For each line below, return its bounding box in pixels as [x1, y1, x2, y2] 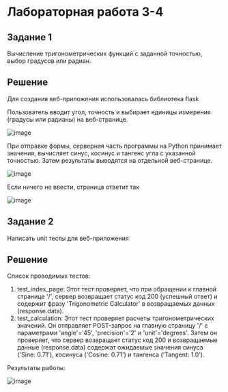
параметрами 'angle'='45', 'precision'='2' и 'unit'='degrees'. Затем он [16, 329, 218, 337]
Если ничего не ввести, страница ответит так [7, 183, 140, 191]
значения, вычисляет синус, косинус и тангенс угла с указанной [7, 148, 196, 157]
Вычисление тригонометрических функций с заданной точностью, [7, 49, 203, 57]
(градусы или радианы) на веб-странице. [7, 115, 128, 123]
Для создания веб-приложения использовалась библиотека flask [7, 94, 199, 103]
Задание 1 [7, 31, 53, 43]
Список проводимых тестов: [7, 272, 91, 280]
